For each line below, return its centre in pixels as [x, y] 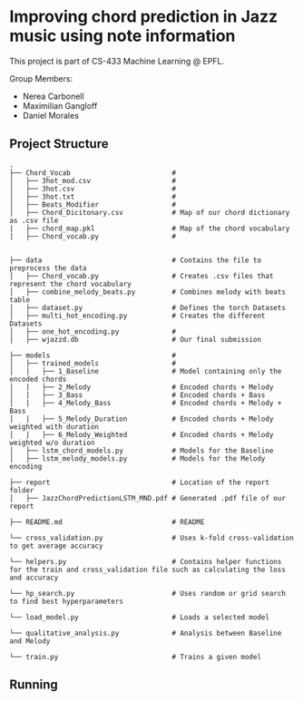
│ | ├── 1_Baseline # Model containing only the [146, 371]
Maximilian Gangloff [60, 105]
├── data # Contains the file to [135, 260]
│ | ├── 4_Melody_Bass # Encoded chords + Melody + [146, 403]
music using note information [122, 36]
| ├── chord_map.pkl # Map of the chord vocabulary [150, 229]
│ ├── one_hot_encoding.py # [93, 331]
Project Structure [59, 144]
